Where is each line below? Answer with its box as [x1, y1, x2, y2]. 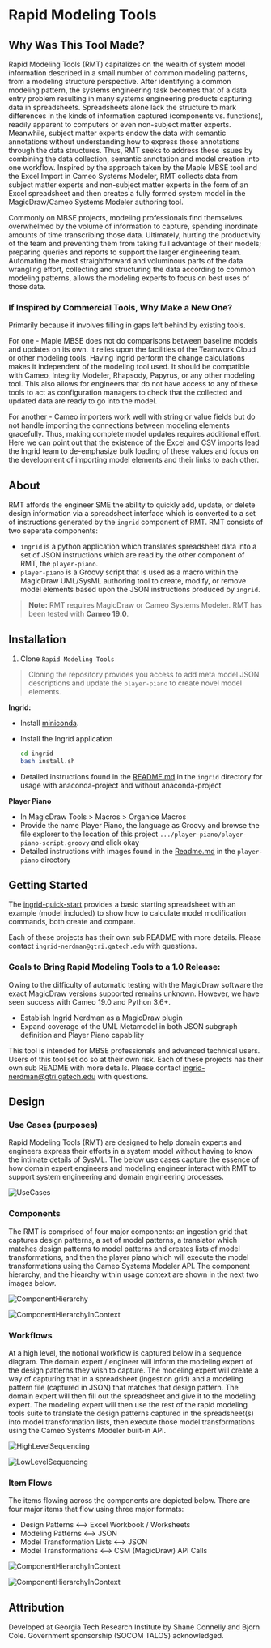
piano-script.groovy [19, 839, 90, 847]
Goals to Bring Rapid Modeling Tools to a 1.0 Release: [8, 962, 221, 973]
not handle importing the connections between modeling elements [8, 421, 231, 430]
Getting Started [8, 878, 88, 892]
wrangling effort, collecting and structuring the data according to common [8, 265, 256, 274]
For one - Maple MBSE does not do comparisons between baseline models [8, 336, 258, 346]
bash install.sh [19, 757, 75, 765]
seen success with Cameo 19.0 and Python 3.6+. [8, 997, 171, 1006]
